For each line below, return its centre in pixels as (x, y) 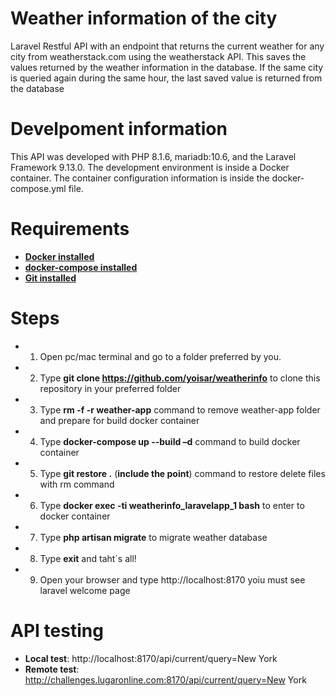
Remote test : (52, 669)
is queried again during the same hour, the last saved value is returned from (166, 78)
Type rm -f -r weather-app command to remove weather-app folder (180, 409)
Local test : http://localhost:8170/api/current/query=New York (151, 658)
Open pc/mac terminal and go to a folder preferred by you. (160, 356)
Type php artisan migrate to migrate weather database (153, 537)
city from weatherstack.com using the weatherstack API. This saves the (158, 56)
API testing (57, 630)
